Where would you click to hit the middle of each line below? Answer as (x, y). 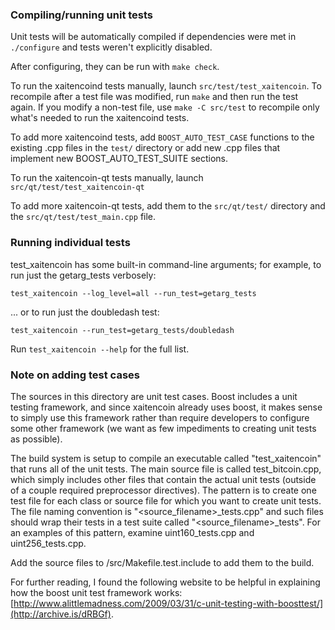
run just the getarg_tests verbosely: (83, 275)
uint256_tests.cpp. (48, 543)
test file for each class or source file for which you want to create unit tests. (166, 500)
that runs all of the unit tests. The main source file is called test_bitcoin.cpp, (166, 469)
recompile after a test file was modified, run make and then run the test (154, 97)
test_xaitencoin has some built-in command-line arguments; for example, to (166, 264)
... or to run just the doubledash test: (85, 312)
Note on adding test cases (75, 375)
